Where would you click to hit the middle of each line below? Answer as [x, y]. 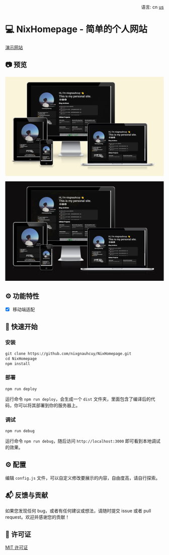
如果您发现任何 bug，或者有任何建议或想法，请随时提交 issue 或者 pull [78, 511]
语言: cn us [152, 7]
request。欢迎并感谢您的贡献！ [37, 517]
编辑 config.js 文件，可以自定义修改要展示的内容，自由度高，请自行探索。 [83, 478]
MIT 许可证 [17, 547]
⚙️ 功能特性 [22, 296]
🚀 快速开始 [21, 327]
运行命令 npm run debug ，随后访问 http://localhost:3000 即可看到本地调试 [83, 441]
